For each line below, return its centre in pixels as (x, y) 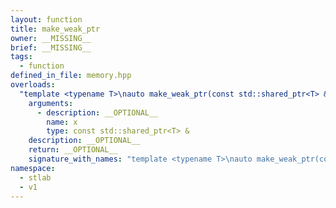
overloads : (33, 85)
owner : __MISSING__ (51, 38)
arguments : (51, 103)
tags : (21, 57)
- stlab (35, 177)
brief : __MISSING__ (51, 47)
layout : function (46, 19)
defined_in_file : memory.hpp (71, 76)
